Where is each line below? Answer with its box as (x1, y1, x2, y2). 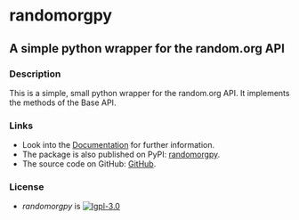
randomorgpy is (21, 201, 81, 212)
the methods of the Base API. (9, 97, 117, 108)
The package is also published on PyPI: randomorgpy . (21, 149, 221, 160)
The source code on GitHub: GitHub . (21, 159, 157, 169)
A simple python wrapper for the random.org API (9, 41, 285, 56)
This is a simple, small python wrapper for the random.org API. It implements (9, 87, 290, 98)
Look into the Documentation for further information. (21, 140, 215, 151)
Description (9, 68, 61, 80)
